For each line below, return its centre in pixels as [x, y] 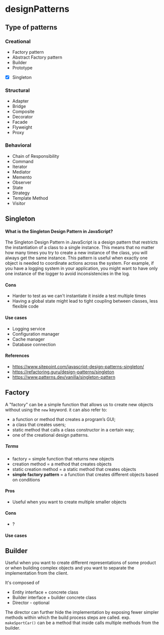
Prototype [22, 68]
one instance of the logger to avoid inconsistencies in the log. [68, 274]
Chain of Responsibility [36, 156]
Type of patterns [31, 27]
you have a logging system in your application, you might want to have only [82, 268]
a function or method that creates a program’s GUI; [64, 419]
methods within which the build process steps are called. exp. [68, 618]
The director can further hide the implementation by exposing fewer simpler [82, 612]
